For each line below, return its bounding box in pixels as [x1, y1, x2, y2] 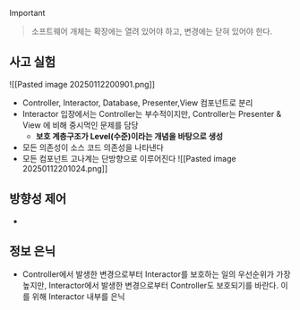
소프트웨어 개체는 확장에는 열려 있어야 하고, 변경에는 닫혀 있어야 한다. [30, 26, 273, 37]
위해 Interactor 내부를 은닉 [31, 291, 125, 302]
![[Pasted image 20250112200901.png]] [9, 79, 155, 89]
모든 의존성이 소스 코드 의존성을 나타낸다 [21, 142, 164, 153]
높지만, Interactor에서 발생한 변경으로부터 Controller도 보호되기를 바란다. [21, 281, 279, 291]
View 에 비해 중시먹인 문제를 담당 [21, 120, 139, 130]
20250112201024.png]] [21, 163, 108, 173]
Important [9, 8, 46, 18]
